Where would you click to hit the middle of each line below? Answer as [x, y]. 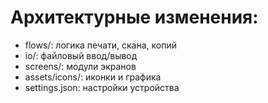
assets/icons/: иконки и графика [93, 77]
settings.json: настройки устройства [102, 87]
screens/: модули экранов [80, 66]
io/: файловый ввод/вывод [81, 55]
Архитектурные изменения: [134, 17]
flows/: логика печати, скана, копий [100, 45]
